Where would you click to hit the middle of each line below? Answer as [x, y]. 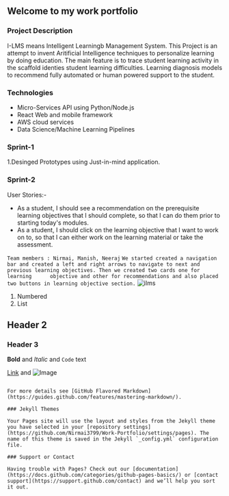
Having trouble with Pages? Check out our [68, 469]
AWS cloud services [45, 122]
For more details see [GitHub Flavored [64, 391]
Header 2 [27, 325]
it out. [18, 487]
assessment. [35, 244]
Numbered [32, 296]
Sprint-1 [21, 147]
